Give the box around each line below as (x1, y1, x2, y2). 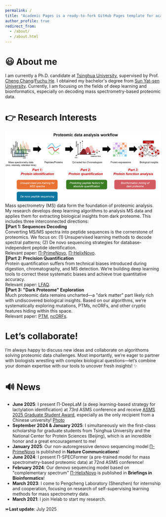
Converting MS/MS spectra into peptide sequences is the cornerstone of (5, 229, 153, 235)
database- (121, 240, 142, 246)
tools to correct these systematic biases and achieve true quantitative (5, 271, 147, 277)
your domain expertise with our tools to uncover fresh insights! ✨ (5, 363, 137, 369)
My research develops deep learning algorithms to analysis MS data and (5, 208, 153, 214)
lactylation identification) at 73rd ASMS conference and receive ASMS (12, 406, 156, 412)
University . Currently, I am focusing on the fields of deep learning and (5, 83, 147, 89)
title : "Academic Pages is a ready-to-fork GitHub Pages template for (5, 13, 154, 18)
